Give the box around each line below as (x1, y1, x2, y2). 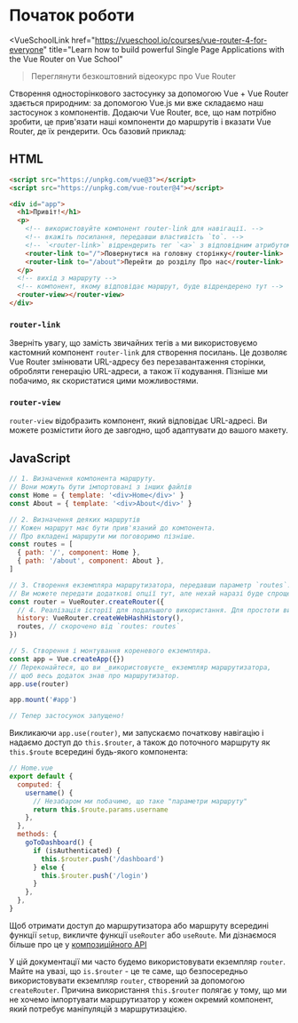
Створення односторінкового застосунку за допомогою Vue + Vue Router (9, 88, 289, 99)
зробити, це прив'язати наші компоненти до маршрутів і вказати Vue (9, 116, 272, 127)
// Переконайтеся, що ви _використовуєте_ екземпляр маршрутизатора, (9, 663, 272, 672)
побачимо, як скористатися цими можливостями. (9, 375, 200, 387)
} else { (32, 863, 66, 872)
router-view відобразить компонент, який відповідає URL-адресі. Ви (9, 415, 268, 427)
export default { (9, 772, 74, 781)
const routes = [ (9, 539, 74, 549)
